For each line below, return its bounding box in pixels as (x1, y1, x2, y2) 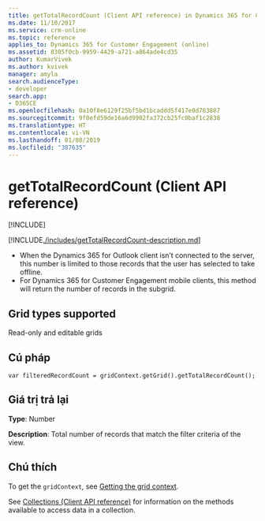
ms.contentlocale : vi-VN (8, 128, 90, 136)
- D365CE (8, 99, 37, 107)
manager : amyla (8, 70, 58, 78)
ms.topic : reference (8, 33, 77, 42)
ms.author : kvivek (8, 63, 69, 71)
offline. (19, 267, 43, 277)
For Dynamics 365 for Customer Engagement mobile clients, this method (19, 276, 256, 285)
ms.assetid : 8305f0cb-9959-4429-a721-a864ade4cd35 (8, 48, 178, 56)
